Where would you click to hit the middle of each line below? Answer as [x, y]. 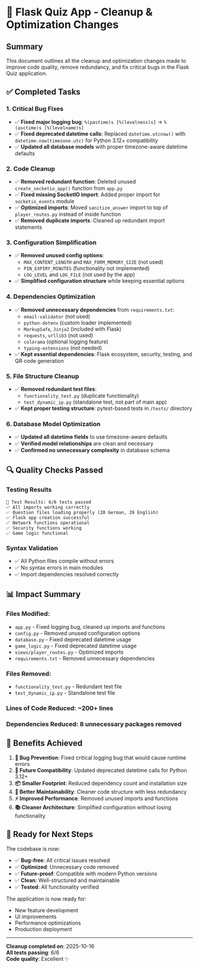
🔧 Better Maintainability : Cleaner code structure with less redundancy [101, 791]
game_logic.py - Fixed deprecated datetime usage [76, 646]
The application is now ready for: [46, 899]
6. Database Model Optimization [53, 424]
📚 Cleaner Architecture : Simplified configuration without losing [93, 807]
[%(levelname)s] [64, 128]
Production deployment [43, 929]
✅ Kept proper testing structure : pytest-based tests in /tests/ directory [103, 408]
